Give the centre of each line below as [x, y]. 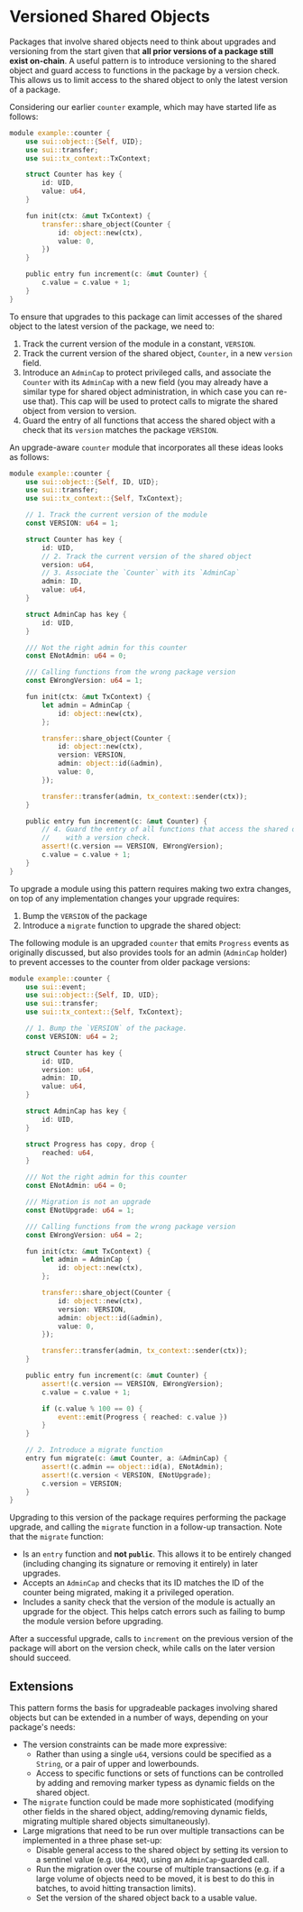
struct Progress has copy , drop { [90, 1144]
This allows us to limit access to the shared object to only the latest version [149, 79]
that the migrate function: [56, 1537]
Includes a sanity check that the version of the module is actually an [149, 1602]
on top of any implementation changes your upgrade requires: [125, 898]
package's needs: [42, 1727]
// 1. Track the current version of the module [116, 515]
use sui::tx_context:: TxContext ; [88, 158]
